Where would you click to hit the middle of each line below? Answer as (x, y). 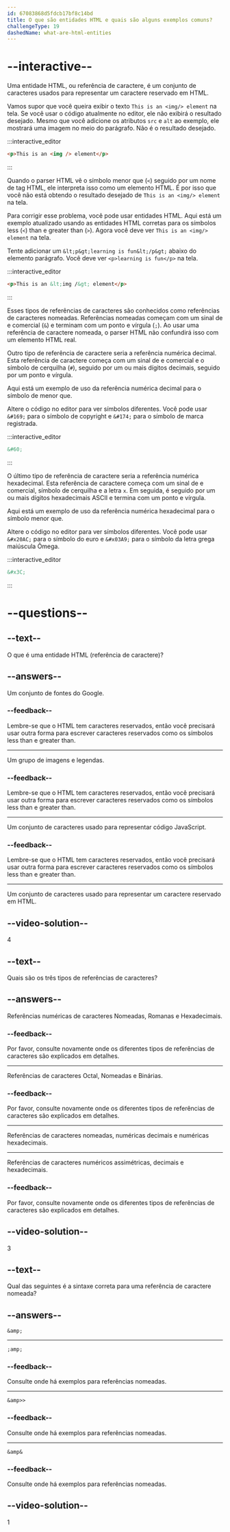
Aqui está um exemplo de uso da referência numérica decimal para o (104, 388)
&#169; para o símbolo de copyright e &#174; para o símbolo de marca (105, 416)
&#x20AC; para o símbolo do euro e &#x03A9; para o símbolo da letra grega (111, 539)
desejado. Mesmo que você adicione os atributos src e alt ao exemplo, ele (113, 121)
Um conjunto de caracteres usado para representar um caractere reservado (114, 894)
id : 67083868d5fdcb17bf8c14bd (50, 13)
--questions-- (47, 613)
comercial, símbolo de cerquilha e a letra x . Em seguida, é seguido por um (111, 490)
